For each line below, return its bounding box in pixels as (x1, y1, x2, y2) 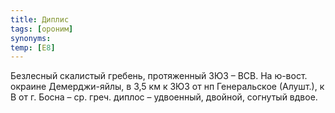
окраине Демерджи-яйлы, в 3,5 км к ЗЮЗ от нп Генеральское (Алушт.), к (10, 81, 325, 93)
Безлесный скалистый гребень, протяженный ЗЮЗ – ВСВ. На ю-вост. (10, 70, 308, 82)
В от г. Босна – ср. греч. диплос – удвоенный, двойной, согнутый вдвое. (10, 91, 318, 103)
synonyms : (10, 33, 52, 43)
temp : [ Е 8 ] (10, 42, 56, 53)
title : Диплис (10, 14, 70, 25)
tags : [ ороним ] (10, 24, 74, 34)
